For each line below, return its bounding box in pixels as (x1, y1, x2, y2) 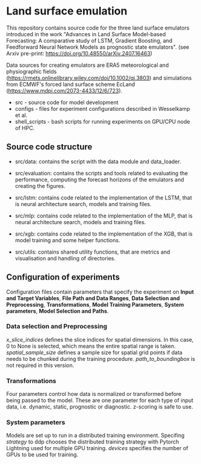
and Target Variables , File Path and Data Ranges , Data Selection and (6, 294, 181, 302)
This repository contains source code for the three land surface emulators (6, 24, 190, 31)
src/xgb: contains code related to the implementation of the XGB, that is (14, 230, 193, 237)
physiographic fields (6, 67, 57, 75)
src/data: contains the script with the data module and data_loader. (14, 158, 182, 165)
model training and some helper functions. (14, 236, 120, 243)
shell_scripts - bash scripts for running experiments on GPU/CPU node (14, 118, 191, 125)
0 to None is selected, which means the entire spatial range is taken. (6, 342, 176, 350)
